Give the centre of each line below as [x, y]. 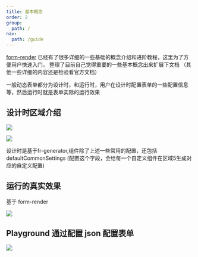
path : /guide [28, 39]
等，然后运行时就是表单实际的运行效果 [53, 92]
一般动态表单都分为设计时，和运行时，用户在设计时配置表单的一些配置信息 [97, 85]
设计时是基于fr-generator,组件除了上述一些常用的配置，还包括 [82, 150]
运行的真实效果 [34, 186]
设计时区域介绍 [34, 113]
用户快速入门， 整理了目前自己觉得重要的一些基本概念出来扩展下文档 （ [98, 64]
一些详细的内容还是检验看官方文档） [55, 72]
